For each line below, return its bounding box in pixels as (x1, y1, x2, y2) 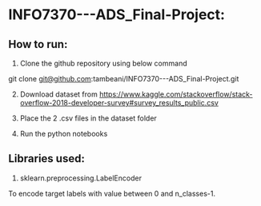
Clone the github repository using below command (19, 58, 187, 68)
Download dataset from (19, 89, 98, 99)
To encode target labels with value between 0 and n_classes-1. (8, 188, 216, 198)
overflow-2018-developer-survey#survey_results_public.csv (19, 98, 219, 107)
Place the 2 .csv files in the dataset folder (19, 113, 158, 123)
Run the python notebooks (19, 129, 108, 138)
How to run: (8, 38, 68, 51)
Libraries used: (8, 152, 86, 165)
